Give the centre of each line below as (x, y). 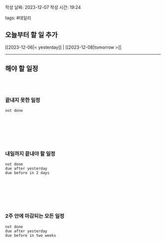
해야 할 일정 (22, 69)
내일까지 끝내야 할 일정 (30, 154)
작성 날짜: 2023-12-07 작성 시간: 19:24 (43, 7)
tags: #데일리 (18, 18)
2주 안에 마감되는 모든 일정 (35, 216)
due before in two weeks (31, 235)
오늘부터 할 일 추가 (31, 35)
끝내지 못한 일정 (23, 100)
